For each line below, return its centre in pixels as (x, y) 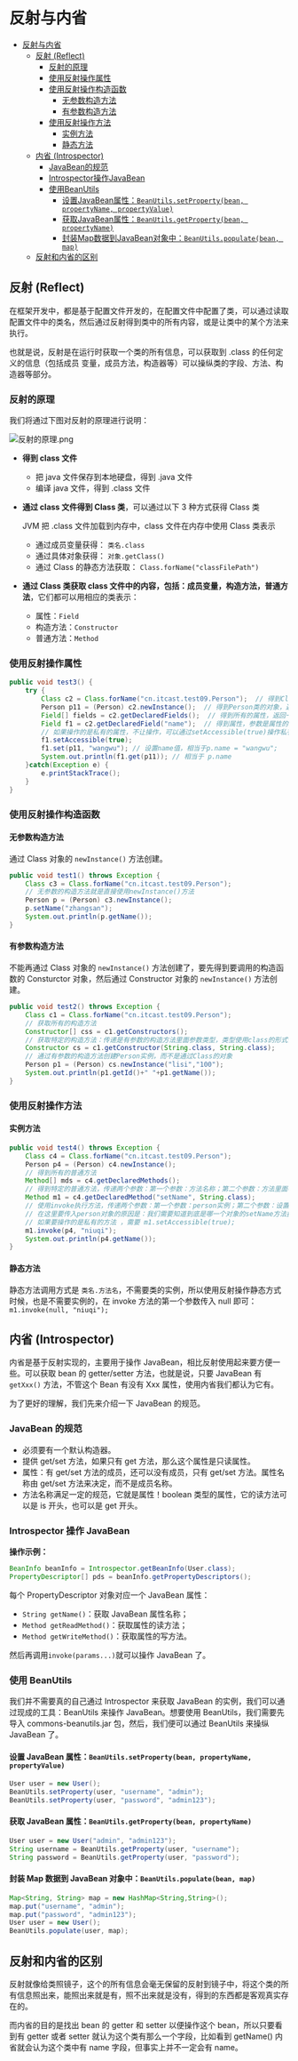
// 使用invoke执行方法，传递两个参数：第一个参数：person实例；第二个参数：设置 (157, 1206)
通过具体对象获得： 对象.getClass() (100, 556)
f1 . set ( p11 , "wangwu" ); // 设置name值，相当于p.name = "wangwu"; (160, 749)
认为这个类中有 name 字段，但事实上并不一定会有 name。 (137, 2047)
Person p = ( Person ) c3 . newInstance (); (99, 900)
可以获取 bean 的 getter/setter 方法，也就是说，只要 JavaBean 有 (143, 1374)
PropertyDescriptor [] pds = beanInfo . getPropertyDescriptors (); (130, 1576)
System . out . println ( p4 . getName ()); (91, 1239)
